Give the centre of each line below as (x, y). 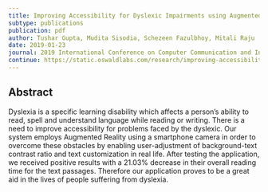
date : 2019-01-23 (37, 45)
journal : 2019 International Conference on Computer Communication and (130, 53)
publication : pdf (37, 30)
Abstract (31, 92)
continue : (25, 61)
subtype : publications (46, 23)
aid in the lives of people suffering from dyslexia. (89, 179)
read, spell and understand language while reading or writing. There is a (126, 120)
